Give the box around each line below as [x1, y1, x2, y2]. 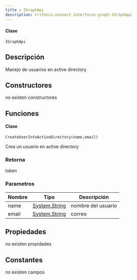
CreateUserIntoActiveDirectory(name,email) [5, 134, 99, 139]
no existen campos [5, 269, 45, 275]
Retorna [5, 156, 25, 163]
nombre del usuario [70, 202, 117, 209]
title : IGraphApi [5, 7, 44, 13]
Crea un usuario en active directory [5, 143, 79, 150]
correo [70, 210, 87, 217]
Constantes [5, 256, 43, 264]
